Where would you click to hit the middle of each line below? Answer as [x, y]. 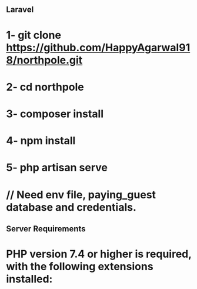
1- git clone [34, 35]
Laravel [20, 10]
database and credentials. [71, 207]
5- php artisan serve [57, 168]
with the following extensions [80, 267]
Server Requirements [46, 229]
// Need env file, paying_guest [81, 195]
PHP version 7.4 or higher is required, [99, 254]
